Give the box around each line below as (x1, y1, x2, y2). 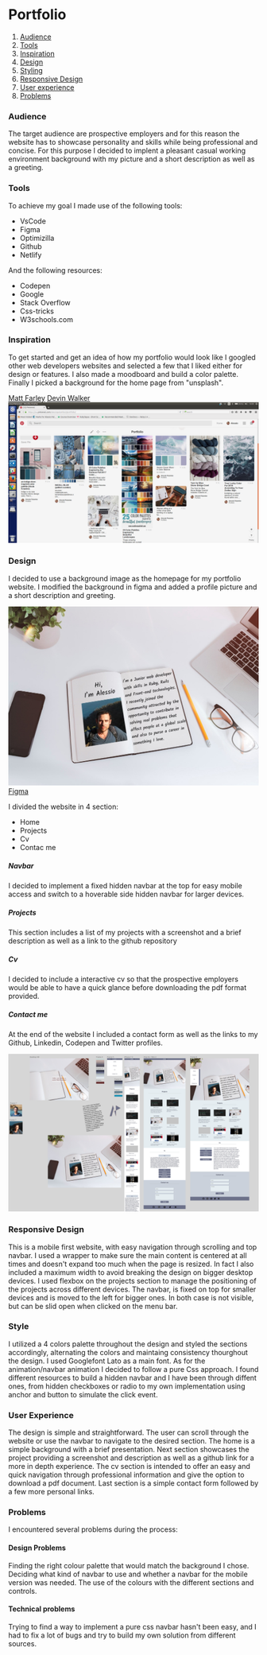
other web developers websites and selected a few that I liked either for (8, 360, 243, 371)
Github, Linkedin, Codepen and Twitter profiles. (8, 1038, 163, 1047)
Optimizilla (19, 233, 55, 243)
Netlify (19, 250, 42, 259)
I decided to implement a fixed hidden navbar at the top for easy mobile (8, 881, 242, 891)
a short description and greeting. (8, 590, 116, 600)
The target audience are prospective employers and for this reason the (8, 129, 240, 138)
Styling (19, 65, 44, 75)
